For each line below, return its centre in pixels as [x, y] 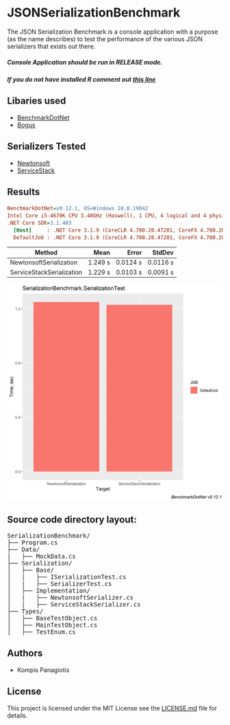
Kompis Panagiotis [43, 670]
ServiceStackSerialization [46, 272]
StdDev [163, 253]
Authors [25, 653]
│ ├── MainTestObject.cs [52, 625]
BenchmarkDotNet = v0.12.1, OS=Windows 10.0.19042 [78, 209]
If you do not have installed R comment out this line [81, 79]
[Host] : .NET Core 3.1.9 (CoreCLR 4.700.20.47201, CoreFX [105, 230]
